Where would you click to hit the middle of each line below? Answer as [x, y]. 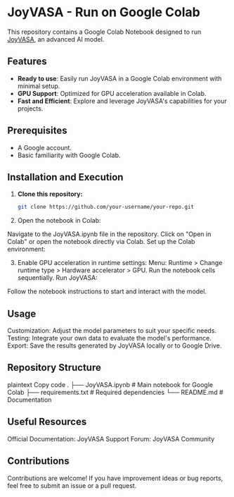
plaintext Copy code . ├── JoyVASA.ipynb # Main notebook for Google [110, 384]
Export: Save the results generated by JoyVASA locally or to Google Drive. [115, 345]
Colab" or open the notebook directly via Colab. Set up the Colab [101, 242]
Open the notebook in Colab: [59, 221]
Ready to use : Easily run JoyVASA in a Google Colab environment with [120, 78]
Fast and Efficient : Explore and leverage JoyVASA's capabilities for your [122, 101]
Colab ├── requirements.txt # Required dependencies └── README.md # [115, 392]
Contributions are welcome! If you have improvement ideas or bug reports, [115, 478]
